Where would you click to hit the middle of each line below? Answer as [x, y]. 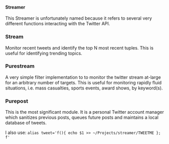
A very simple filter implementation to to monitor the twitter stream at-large [83, 77]
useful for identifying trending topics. [44, 53]
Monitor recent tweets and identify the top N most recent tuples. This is [79, 47]
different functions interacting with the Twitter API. [58, 24]
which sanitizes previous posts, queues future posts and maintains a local [82, 117]
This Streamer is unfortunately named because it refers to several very [79, 18]
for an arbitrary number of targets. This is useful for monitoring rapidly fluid [83, 82]
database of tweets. [26, 123]
